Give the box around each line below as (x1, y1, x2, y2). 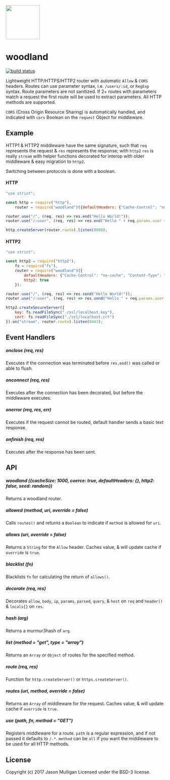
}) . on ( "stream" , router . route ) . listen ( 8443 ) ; (6, 319, 103, 324)
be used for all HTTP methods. (6, 741, 70, 747)
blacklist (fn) (6, 561, 33, 567)
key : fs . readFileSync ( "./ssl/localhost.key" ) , (15, 310, 115, 315)
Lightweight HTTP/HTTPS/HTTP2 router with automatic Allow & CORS (6, 78, 148, 84)
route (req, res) (6, 663, 38, 670)
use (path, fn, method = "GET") (6, 717, 73, 723)
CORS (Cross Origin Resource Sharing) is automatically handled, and (6, 108, 145, 115)
